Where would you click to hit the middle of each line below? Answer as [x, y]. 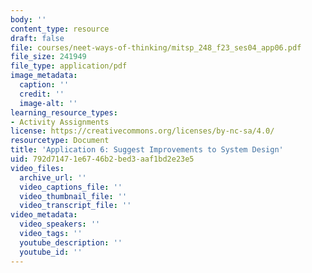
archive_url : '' [53, 177]
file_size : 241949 [48, 57]
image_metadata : [44, 76]
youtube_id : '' [51, 252]
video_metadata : [44, 215]
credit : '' [42, 94]
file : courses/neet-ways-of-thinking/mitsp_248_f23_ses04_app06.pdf [156, 47]
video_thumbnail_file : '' [73, 196]
